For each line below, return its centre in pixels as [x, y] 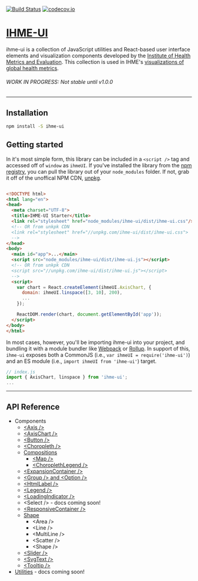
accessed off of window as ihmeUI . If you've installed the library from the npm [99, 165]
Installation [27, 113]
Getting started [35, 145]
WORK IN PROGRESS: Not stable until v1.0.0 [60, 82]
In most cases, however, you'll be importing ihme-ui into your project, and [95, 342]
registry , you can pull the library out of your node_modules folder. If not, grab [98, 171]
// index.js [21, 372]
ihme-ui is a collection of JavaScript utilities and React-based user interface [98, 49]
